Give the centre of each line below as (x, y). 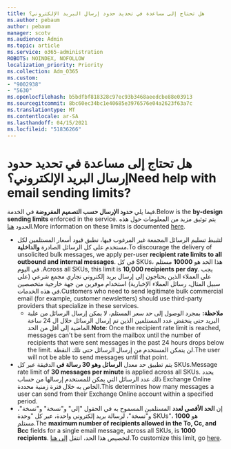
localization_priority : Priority (55, 65)
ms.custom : (23, 78)
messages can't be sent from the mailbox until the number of (114, 335)
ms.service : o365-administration (55, 52)
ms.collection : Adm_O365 (43, 71)
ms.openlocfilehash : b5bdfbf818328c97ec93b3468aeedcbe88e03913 (100, 97)
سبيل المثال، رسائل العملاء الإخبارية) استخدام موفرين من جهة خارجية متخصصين (119, 284)
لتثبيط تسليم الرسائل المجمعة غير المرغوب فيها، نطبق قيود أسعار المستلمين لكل (120, 240)
